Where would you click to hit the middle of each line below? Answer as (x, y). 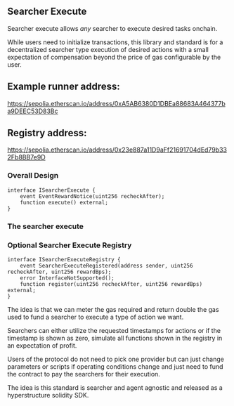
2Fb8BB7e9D (26, 157)
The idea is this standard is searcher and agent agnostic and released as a (115, 387)
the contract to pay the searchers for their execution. (84, 374)
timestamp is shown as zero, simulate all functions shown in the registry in (115, 338)
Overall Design (33, 176)
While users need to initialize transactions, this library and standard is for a (115, 42)
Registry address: (47, 133)
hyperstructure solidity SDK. (48, 395)
